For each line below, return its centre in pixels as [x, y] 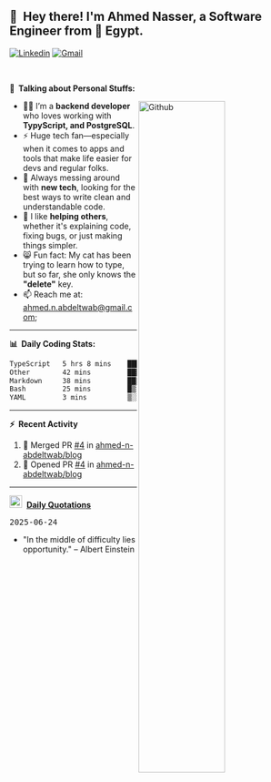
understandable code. [64, 207]
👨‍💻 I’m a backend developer [76, 106]
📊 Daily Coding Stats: [52, 343]
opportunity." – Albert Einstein [78, 549]
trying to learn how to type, [74, 264]
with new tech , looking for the [79, 187]
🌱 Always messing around [71, 178]
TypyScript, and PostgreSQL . [79, 125]
